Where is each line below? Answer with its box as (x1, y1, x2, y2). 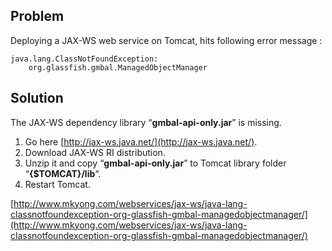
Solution (10, 90, 64, 107)
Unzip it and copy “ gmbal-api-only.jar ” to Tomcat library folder (24, 157, 287, 169)
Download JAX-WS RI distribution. (24, 146, 166, 158)
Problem (10, 8, 65, 25)
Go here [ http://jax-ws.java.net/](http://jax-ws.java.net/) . (24, 135, 258, 148)
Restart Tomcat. (24, 178, 91, 190)
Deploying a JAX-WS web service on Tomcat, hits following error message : (10, 34, 323, 46)
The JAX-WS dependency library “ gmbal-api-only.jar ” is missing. (10, 116, 282, 128)
